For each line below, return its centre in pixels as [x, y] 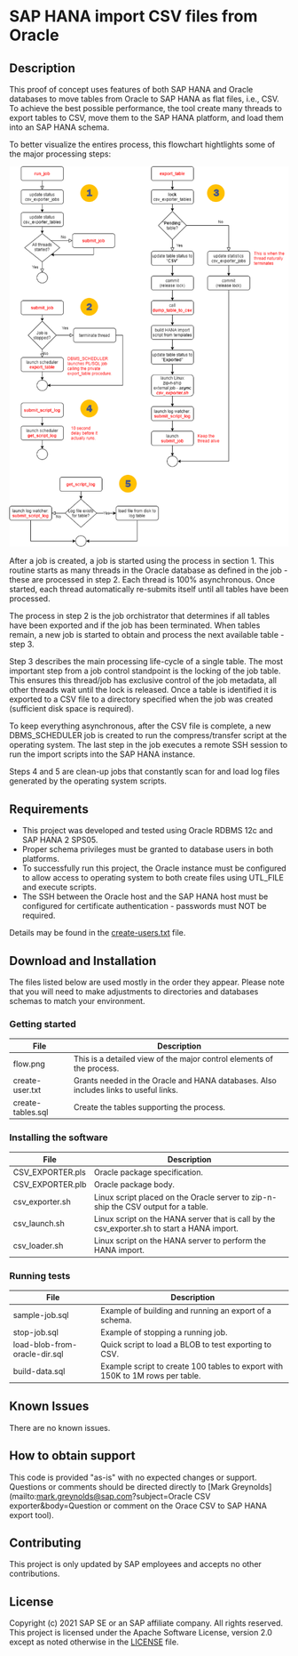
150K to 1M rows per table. [151, 1376]
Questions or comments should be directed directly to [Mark [119, 1486]
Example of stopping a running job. [164, 1332]
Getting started [43, 1025]
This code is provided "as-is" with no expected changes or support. [133, 1477]
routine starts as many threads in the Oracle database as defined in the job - [149, 570]
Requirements [49, 809]
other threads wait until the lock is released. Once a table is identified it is [143, 690]
